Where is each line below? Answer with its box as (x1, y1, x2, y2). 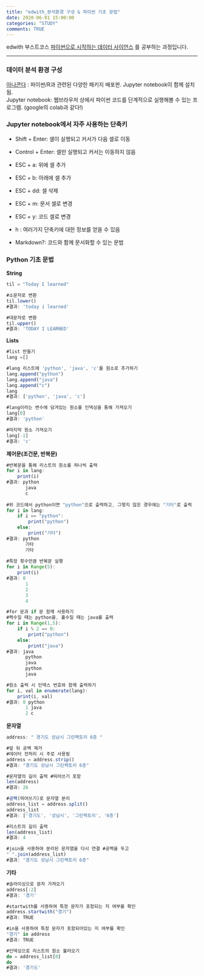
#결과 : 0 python (6, 699, 45, 705)
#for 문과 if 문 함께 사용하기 (6, 609, 74, 615)
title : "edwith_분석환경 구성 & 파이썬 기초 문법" (6, 9, 120, 15)
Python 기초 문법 (6, 255, 55, 263)
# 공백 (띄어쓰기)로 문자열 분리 (6, 795, 70, 802)
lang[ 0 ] (6, 410, 26, 417)
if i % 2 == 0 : (17, 626, 56, 632)
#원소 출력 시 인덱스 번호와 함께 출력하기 (6, 682, 97, 688)
